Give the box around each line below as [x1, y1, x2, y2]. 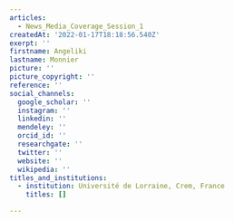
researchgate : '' [17, 139, 83, 149]
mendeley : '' [17, 123, 67, 132]
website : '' [17, 156, 63, 166]
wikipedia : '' [17, 165, 71, 174]
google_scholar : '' [17, 97, 92, 107]
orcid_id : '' [17, 131, 67, 140]
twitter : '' [17, 148, 63, 157]
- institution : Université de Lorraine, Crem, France [17, 182, 225, 191]
